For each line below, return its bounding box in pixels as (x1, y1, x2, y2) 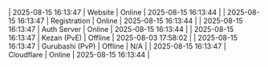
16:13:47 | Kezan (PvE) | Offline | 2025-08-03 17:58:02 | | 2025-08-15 (8, 33, 238, 42)
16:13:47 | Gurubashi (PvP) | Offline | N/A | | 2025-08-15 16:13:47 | (8, 41, 226, 51)
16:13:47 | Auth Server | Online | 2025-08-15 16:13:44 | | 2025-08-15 (8, 25, 234, 33)
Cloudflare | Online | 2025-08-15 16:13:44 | (8, 50, 150, 59)
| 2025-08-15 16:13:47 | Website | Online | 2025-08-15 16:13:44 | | (8, 8, 226, 17)
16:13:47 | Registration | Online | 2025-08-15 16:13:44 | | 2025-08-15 (17, 16, 243, 26)
